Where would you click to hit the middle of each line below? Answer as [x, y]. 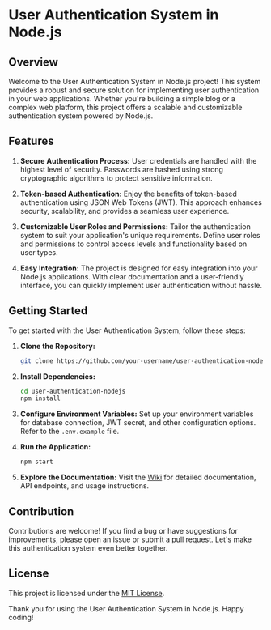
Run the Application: [55, 447]
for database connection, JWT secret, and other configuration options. [138, 423]
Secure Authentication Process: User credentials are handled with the [138, 160]
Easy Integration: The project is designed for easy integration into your [139, 268]
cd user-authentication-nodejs [73, 391]
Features [31, 141]
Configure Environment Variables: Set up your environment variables [137, 414]
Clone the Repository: [57, 346]
